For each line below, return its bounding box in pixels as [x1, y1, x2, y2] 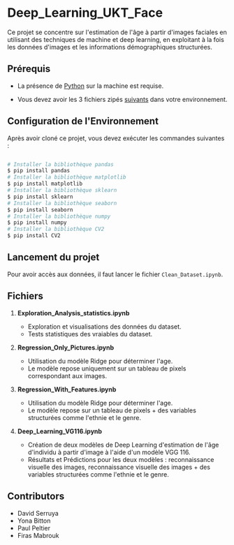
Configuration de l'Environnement [7, 115, 159, 127]
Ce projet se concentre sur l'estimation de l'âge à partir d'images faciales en [7, 28, 227, 36]
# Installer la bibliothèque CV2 [7, 225, 105, 233]
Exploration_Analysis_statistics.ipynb [17, 308, 130, 317]
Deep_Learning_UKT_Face [7, 5, 163, 21]
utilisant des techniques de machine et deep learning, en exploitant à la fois [7, 35, 225, 43]
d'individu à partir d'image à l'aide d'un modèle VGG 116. [27, 448, 191, 456]
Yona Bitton [17, 516, 51, 525]
